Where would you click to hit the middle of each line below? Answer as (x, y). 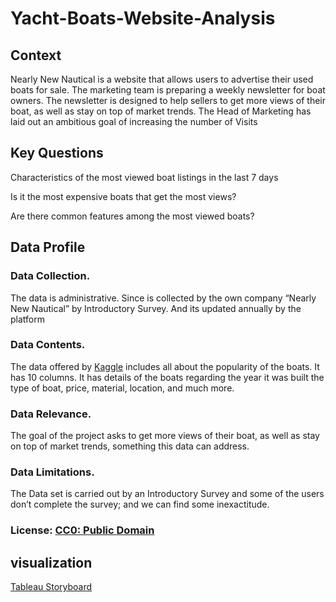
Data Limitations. (52, 472)
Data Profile (48, 247)
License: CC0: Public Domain (82, 530)
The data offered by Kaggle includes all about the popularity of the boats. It (165, 366)
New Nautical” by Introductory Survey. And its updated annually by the (156, 308)
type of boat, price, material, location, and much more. (122, 388)
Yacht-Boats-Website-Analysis (143, 18)
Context (36, 55)
